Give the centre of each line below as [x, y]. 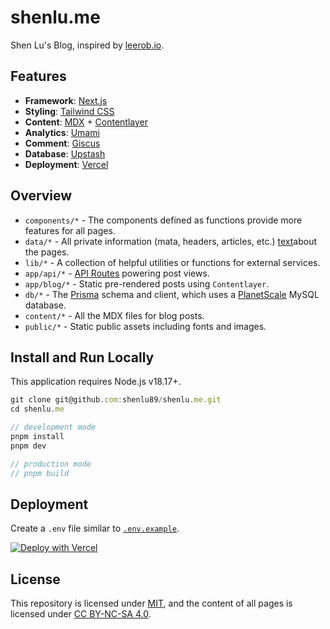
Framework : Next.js [66, 100]
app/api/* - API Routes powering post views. [117, 273]
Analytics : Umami [62, 132]
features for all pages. [70, 230]
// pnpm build [40, 473]
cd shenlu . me [37, 409]
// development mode [53, 427]
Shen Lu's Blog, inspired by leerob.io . [87, 45]
